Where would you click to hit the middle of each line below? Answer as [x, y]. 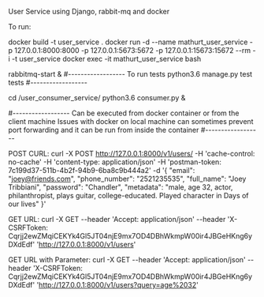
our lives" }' [27, 204]
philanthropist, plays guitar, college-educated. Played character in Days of [129, 195]
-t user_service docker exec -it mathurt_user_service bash [106, 59]
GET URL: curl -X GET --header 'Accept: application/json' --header [117, 219]
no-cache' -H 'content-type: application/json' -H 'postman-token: [115, 162]
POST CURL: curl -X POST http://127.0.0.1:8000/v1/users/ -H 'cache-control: [132, 154]
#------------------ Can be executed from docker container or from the [124, 113]
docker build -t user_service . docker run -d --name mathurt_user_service [128, 42]
